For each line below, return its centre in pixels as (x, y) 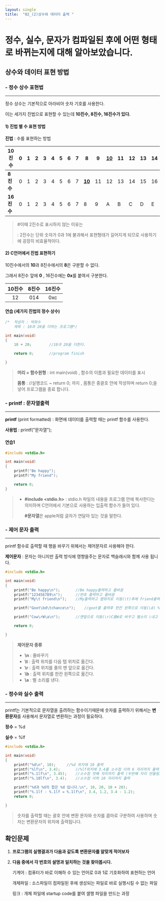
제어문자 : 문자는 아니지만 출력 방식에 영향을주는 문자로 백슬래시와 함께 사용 (77, 556)
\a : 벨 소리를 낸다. (42, 680)
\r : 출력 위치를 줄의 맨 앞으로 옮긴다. (59, 667)
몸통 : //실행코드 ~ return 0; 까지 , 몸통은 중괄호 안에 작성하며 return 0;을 (87, 383)
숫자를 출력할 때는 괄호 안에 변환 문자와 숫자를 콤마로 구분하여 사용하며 (84, 815)
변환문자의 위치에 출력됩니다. (54, 822)
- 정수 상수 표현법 (24, 87)
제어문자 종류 (30, 645)
